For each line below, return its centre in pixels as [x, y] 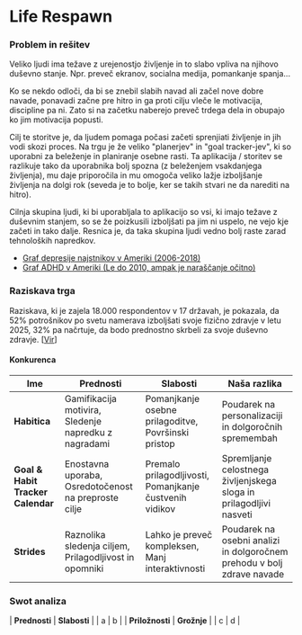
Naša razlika [255, 383]
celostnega [245, 470]
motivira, [83, 409]
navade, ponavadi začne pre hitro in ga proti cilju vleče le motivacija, [136, 101]
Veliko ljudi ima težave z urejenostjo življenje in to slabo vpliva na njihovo [144, 64]
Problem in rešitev [50, 45]
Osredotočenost [98, 486]
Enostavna [87, 463]
